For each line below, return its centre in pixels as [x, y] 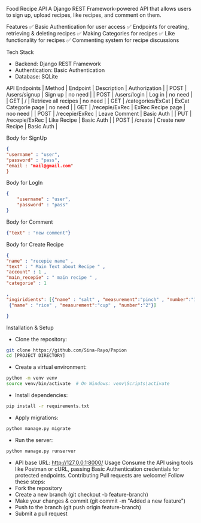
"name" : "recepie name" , [40, 261]
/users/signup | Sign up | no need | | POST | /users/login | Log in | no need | [99, 94]
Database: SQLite [36, 76]
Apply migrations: [36, 417]
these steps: [30, 482]
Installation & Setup [30, 327]
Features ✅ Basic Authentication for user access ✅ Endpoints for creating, [98, 27]
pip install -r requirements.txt [48, 406]
